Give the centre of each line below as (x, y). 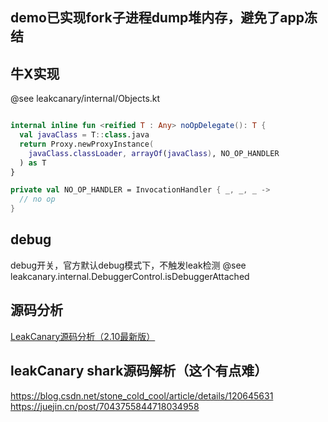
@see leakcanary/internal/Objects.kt (85, 99)
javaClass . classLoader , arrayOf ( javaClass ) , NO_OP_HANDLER (154, 153)
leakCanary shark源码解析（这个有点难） (139, 371)
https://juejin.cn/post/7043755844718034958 (105, 406)
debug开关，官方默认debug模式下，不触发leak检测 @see (128, 265)
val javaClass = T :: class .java (84, 135)
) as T (33, 163)
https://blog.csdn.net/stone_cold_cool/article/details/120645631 (142, 395)
